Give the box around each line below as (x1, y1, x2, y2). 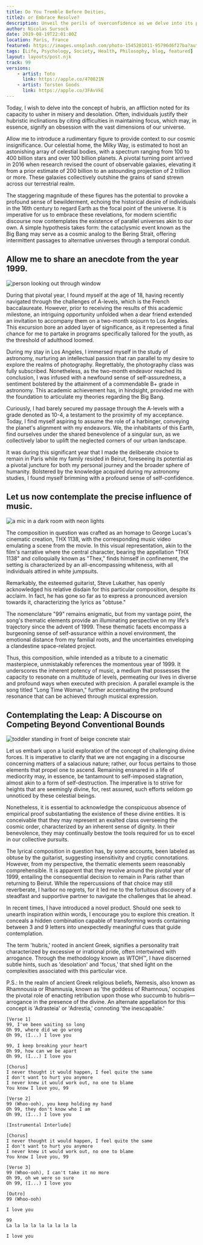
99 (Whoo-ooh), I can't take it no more (6, 1170, 110, 1176)
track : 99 (6, 59, 31, 65)
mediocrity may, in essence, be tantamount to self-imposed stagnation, (6, 773, 184, 780)
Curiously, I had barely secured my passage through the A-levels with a (6, 404, 184, 412)
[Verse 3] (6, 1165, 31, 1171)
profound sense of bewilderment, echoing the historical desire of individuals (6, 198, 196, 205)
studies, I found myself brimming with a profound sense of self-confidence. (6, 474, 195, 481)
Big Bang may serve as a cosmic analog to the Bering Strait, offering (6, 230, 176, 238)
